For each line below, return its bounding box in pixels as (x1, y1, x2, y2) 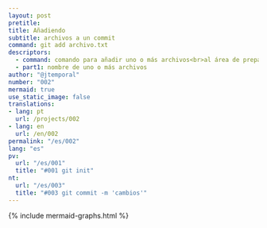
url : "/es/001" (15, 160, 66, 168)
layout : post (8, 11, 52, 20)
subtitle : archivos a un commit (8, 33, 115, 42)
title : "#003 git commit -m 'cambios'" (15, 188, 148, 197)
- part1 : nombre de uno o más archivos (15, 64, 148, 71)
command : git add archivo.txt (8, 41, 109, 49)
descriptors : (8, 48, 52, 56)
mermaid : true (8, 85, 56, 94)
